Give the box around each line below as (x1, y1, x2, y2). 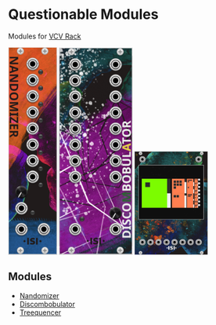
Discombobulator (19, 299, 76, 309)
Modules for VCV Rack (8, 31, 81, 41)
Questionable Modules (8, 5, 159, 24)
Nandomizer (19, 290, 60, 300)
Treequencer (19, 308, 62, 317)
